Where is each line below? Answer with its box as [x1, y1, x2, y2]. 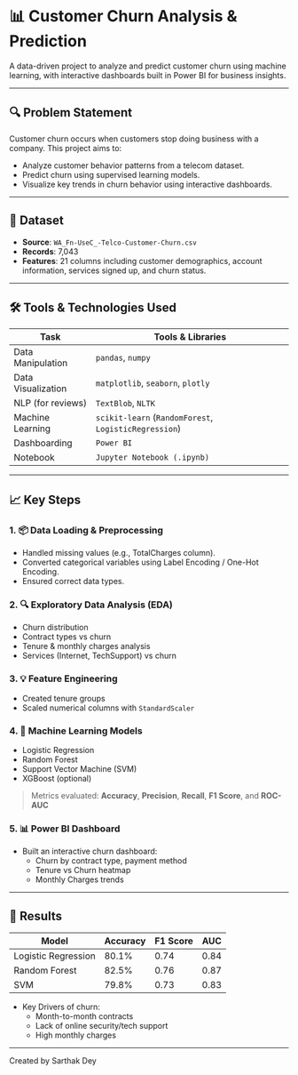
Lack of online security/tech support [35, 1021, 169, 1031]
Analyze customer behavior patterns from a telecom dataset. [21, 160, 245, 171]
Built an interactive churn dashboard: [21, 846, 158, 857]
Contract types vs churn [21, 631, 112, 642]
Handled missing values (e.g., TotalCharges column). [21, 548, 216, 558]
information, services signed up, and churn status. [21, 265, 207, 276]
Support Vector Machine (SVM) [21, 763, 137, 774]
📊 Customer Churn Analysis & [9, 6, 238, 27]
